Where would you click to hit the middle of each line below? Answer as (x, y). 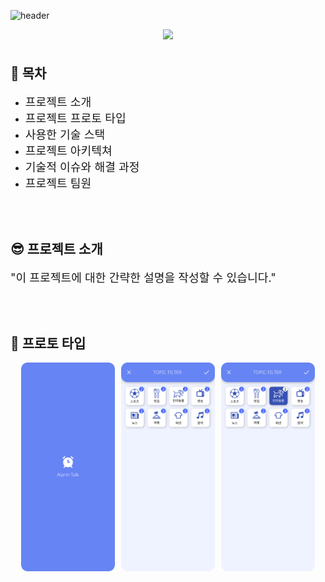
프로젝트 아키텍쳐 (68, 150)
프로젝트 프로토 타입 (75, 117)
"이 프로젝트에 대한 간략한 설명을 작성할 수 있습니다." (143, 277)
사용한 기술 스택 (65, 134)
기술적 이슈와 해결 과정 (82, 166)
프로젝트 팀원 (58, 182)
